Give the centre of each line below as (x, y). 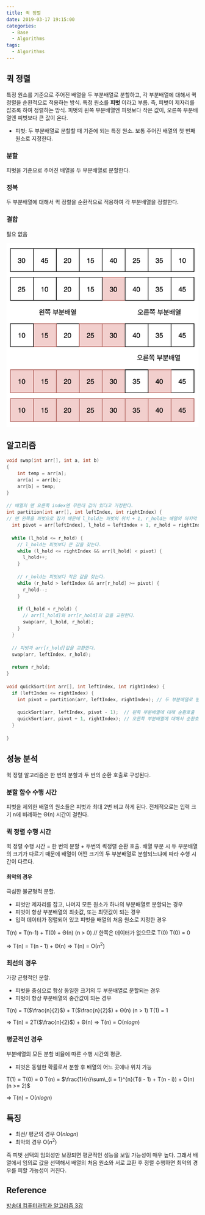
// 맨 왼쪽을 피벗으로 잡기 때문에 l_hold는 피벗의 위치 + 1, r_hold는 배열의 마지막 (102, 519)
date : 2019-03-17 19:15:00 (41, 19)
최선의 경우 (22, 963)
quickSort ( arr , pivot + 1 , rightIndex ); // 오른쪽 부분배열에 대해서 (101, 719)
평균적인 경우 (24, 1039)
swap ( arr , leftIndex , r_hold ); (52, 654)
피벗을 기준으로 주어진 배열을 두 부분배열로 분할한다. (68, 170)
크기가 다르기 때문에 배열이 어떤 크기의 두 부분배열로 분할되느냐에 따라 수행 (101, 854)
